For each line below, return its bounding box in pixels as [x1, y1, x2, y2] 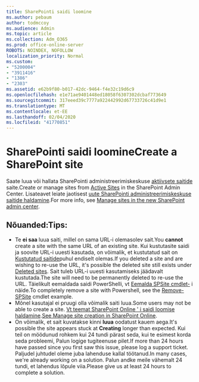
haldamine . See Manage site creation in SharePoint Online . [14, 312, 158, 319]
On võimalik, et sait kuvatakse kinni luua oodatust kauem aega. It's [14, 318, 178, 325]
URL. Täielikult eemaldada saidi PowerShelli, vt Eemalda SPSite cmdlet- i [14, 280, 193, 287]
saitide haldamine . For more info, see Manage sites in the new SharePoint [6, 197, 185, 204]
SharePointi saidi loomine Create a [6, 145, 178, 159]
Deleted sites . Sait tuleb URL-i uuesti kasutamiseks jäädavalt [14, 268, 163, 275]
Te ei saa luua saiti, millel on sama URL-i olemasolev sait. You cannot [14, 236, 184, 243]
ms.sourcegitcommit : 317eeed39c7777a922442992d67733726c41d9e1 [6, 97, 167, 103]
